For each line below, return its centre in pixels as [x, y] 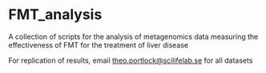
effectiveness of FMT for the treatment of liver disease [99, 44]
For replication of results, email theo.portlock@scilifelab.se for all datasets [131, 60]
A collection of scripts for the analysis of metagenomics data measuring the [133, 36]
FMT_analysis [55, 15]
